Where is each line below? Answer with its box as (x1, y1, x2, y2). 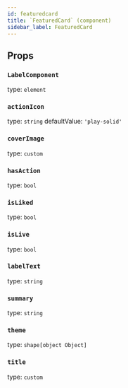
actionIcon (7, 102, 44, 110)
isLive (7, 230, 30, 239)
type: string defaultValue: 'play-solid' (7, 117, 122, 126)
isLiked (7, 199, 34, 206)
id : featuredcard (7, 10, 58, 18)
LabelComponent (7, 71, 60, 78)
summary (7, 294, 34, 302)
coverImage (7, 135, 44, 143)
